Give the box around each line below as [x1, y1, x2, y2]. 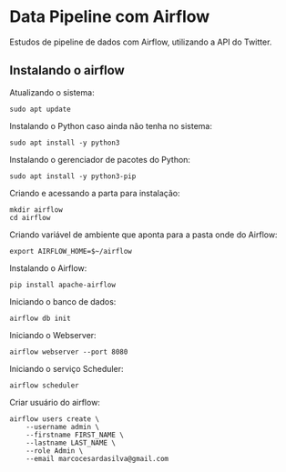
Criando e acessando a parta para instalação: [9, 187, 180, 198]
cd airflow [9, 213, 51, 222]
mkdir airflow [9, 205, 64, 215]
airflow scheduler [9, 380, 79, 390]
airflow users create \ [9, 414, 100, 424]
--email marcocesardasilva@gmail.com [26, 454, 169, 463]
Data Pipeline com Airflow [9, 6, 210, 27]
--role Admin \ [26, 446, 84, 456]
